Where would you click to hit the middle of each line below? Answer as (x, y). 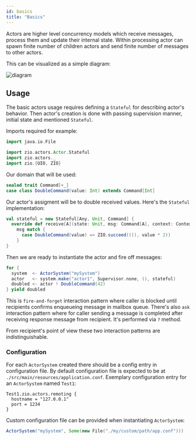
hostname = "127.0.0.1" (40, 399)
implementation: (25, 208)
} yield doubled (26, 290)
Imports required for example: (42, 131)
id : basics (19, 11)
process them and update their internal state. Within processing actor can (94, 40)
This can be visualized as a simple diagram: (58, 63)
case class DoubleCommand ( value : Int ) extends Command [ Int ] (81, 191)
